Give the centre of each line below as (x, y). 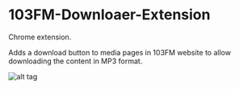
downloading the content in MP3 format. (75, 61)
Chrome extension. (40, 37)
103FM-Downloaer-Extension (109, 15)
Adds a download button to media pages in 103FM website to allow (120, 52)
